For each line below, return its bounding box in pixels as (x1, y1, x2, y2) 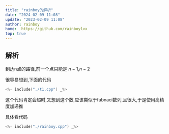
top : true (5, 31, 26, 36)
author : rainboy (5, 21, 40, 27)
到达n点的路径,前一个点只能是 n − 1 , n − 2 (5, 66, 90, 72)
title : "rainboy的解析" (5, 7, 53, 13)
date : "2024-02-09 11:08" (5, 12, 60, 17)
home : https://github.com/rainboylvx (5, 26, 88, 32)
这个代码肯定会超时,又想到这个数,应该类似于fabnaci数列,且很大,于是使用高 (5, 96, 160, 102)
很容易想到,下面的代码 (5, 76, 52, 83)
